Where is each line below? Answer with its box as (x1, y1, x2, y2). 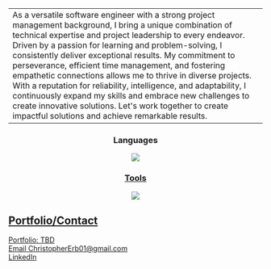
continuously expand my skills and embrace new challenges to (12, 90, 250, 101)
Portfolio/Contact (8, 213, 98, 227)
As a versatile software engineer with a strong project (12, 10, 215, 20)
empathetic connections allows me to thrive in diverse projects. (12, 70, 252, 81)
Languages (112, 134, 159, 145)
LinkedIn (8, 252, 37, 262)
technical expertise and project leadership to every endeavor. (12, 30, 245, 40)
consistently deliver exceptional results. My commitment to (12, 50, 236, 61)
